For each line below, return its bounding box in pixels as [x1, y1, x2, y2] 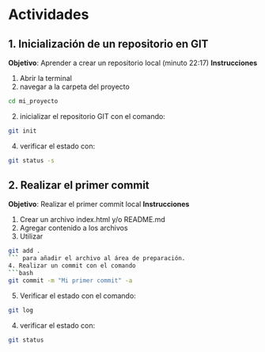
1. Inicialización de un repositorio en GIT [8, 37, 209, 51]
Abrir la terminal [19, 74, 73, 82]
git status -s [8, 156, 55, 164]
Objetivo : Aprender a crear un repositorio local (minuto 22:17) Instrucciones [8, 58, 258, 67]
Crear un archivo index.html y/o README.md [19, 215, 166, 224]
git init [8, 127, 37, 135]
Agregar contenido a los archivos [19, 224, 128, 233]
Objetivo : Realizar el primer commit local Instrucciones [8, 200, 190, 209]
